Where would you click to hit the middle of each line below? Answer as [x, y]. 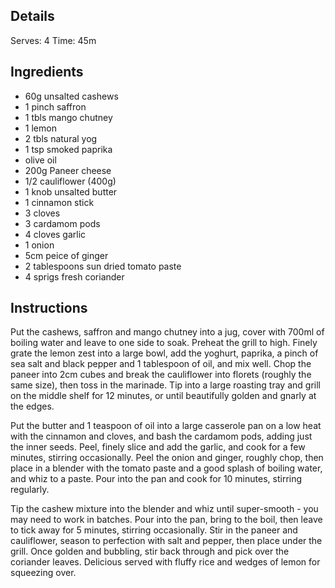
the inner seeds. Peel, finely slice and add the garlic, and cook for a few [158, 447]
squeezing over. [43, 573]
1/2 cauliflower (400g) [70, 181]
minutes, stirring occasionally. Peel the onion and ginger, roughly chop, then [167, 458]
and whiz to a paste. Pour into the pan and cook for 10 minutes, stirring [156, 479]
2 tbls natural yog [61, 138]
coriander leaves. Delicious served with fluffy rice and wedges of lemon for [165, 562]
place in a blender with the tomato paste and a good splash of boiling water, [166, 468]
